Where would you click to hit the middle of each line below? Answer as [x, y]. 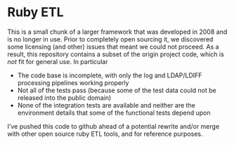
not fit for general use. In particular [58, 61]
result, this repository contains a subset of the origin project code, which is [116, 54]
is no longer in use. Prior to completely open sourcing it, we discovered [110, 39]
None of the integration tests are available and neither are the [106, 105]
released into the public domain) [64, 97]
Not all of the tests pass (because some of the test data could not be [117, 90]
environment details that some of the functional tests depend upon [114, 113]
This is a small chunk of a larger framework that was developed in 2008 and [117, 32]
